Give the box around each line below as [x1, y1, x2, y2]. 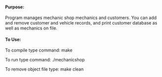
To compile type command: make [5, 47, 73, 53]
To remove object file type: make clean [5, 66, 84, 72]
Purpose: [5, 4, 25, 10]
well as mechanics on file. [5, 25, 57, 31]
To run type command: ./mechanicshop [5, 57, 85, 63]
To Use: [5, 36, 21, 42]
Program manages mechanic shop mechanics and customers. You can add [5, 15, 157, 21]
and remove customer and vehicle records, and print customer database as [5, 20, 158, 26]
